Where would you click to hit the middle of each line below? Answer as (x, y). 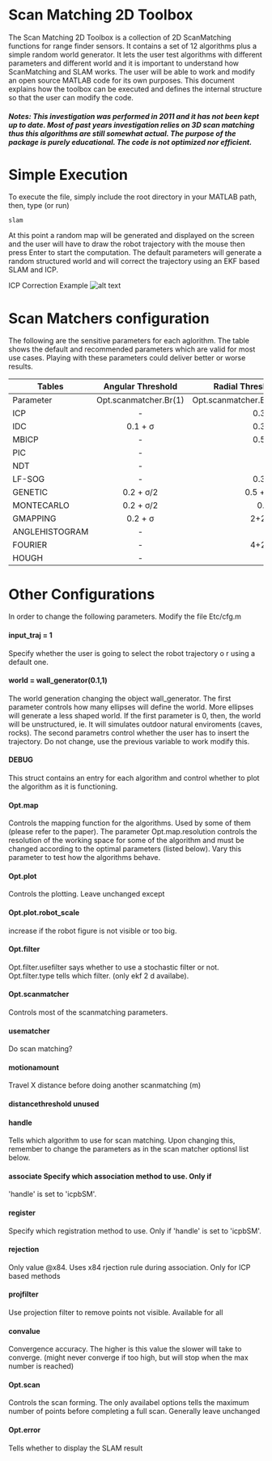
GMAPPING (34, 518)
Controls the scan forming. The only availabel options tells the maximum (129, 1403)
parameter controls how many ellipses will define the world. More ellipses (131, 707)
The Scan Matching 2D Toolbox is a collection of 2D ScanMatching (120, 37)
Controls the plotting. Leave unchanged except (87, 894)
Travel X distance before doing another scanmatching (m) (105, 1085)
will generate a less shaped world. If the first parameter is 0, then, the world (135, 715)
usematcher (29, 1031)
